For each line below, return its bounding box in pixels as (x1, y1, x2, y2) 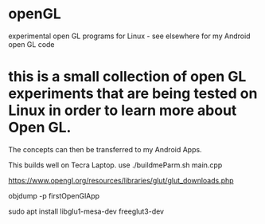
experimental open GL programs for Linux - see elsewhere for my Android (8, 31, 251, 41)
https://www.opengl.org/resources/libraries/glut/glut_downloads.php (8, 175, 234, 185)
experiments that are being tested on (8, 84, 258, 103)
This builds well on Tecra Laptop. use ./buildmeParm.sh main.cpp (8, 160, 223, 170)
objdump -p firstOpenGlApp (8, 191, 100, 200)
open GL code (8, 39, 55, 49)
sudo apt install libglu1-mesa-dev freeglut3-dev (8, 206, 165, 216)
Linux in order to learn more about (8, 101, 237, 120)
